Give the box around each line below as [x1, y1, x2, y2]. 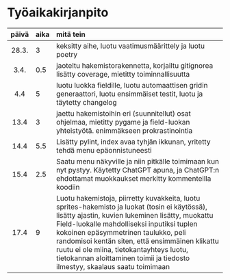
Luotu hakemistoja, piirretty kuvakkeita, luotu [55, 193, 201, 203]
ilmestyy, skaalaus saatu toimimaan [55, 262, 170, 271]
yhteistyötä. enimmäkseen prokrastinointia [55, 125, 193, 135]
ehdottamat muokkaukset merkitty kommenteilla [55, 173, 212, 183]
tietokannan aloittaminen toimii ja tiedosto [55, 253, 190, 263]
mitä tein [55, 29, 86, 39]
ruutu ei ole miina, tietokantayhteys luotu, [55, 244, 188, 254]
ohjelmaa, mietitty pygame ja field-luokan [55, 117, 190, 127]
